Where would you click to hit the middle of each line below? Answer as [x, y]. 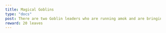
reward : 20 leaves [24, 23]
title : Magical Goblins [30, 9]
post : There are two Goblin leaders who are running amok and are [75, 18]
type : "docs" [19, 14]
